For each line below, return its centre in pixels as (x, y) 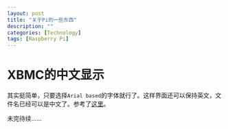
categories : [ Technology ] (44, 33)
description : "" (30, 26)
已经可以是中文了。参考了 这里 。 (64, 104)
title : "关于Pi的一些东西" (42, 20)
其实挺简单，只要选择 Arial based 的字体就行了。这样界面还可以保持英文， (111, 95)
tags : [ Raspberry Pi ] (38, 39)
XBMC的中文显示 (56, 75)
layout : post (26, 13)
